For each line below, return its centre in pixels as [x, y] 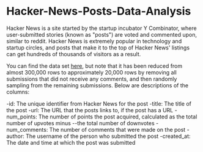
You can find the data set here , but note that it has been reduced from [94, 66]
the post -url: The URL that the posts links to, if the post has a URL [90, 110]
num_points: [22, 117]
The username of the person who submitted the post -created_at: [108, 136]
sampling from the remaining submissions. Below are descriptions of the [97, 85]
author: [15, 136]
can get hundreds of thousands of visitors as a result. [74, 54]
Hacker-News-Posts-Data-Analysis [99, 11]
